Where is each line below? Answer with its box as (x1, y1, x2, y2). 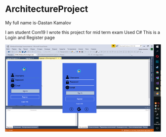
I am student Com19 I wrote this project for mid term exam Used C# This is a (5, 29, 161, 35)
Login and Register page (5, 34, 55, 40)
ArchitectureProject (5, 3, 88, 15)
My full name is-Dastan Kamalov (5, 20, 72, 26)
